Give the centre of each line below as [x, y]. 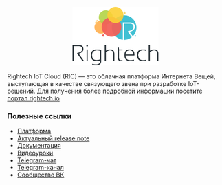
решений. [21, 91]
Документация [39, 146]
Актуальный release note [53, 138]
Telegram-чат [37, 160]
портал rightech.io [33, 98]
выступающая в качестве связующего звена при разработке [97, 84]
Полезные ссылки [40, 116]
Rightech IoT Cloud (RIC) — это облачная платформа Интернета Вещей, [111, 76]
